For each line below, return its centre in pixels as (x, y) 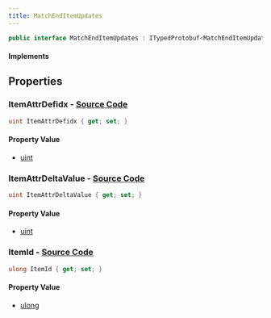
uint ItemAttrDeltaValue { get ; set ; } (75, 195)
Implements (29, 56)
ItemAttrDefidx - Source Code (68, 104)
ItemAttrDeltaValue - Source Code (77, 178)
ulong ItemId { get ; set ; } (56, 269)
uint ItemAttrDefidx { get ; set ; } (68, 121)
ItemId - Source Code (51, 253)
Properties (35, 82)
